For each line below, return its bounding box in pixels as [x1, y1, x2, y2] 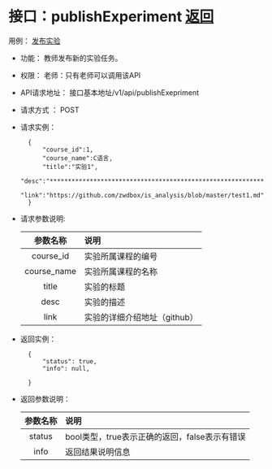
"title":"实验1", [41, 163, 99, 171]
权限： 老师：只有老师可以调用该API [19, 70, 141, 80]
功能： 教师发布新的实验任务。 [19, 53, 123, 63]
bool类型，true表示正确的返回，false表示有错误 [64, 431, 246, 442]
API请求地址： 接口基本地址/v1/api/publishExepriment [19, 87, 200, 98]
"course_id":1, [41, 145, 93, 154]
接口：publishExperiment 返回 [8, 7, 214, 26]
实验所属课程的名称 [84, 266, 158, 277]
